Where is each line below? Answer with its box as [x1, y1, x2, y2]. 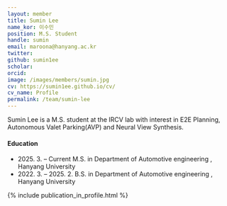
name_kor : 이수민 [7, 23, 55, 30]
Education [7, 139, 38, 147]
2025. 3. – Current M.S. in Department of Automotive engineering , [17, 155, 213, 164]
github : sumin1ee [7, 57, 59, 64]
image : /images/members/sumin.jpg [7, 76, 110, 84]
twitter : [7, 50, 33, 57]
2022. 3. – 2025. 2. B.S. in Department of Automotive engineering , [17, 170, 213, 178]
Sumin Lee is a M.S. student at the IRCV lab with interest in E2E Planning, [7, 115, 221, 124]
